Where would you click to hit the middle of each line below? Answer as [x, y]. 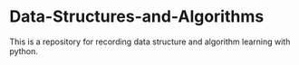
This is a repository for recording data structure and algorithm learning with [150, 42]
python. [24, 51]
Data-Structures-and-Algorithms [137, 17]
